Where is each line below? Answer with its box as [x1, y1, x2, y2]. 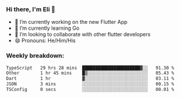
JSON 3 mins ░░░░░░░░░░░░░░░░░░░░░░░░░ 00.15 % [6, 81, 175, 87]
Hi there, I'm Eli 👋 [6, 5, 56, 13]
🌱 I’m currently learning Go [14, 24, 80, 32]
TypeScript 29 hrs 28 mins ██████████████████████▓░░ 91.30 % [6, 65, 175, 71]
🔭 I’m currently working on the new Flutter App [14, 19, 128, 26]
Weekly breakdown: [6, 52, 64, 60]
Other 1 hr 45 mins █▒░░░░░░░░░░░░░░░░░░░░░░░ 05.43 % [6, 70, 175, 76]
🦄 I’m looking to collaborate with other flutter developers [14, 31, 151, 38]
